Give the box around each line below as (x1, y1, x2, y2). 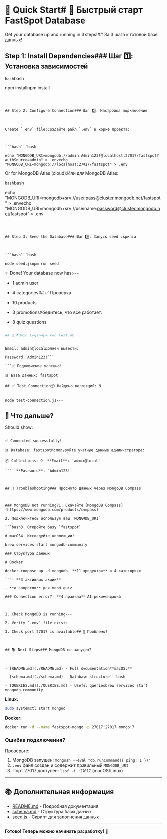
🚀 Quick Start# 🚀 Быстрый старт (5, 4, 143, 16)
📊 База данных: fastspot (5, 373, 58, 378)
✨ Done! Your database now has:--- (5, 270, 79, 276)
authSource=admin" (5, 157, 43, 162)
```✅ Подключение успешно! (5, 363, 62, 368)
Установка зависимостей (5, 62, 88, 71)
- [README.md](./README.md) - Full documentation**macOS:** (5, 666, 133, 671)
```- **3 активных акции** (5, 577, 61, 582)
